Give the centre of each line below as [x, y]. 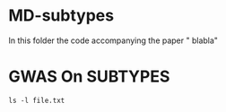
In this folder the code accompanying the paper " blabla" [113, 40]
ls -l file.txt [37, 100]
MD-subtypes [61, 16]
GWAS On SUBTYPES [89, 77]
